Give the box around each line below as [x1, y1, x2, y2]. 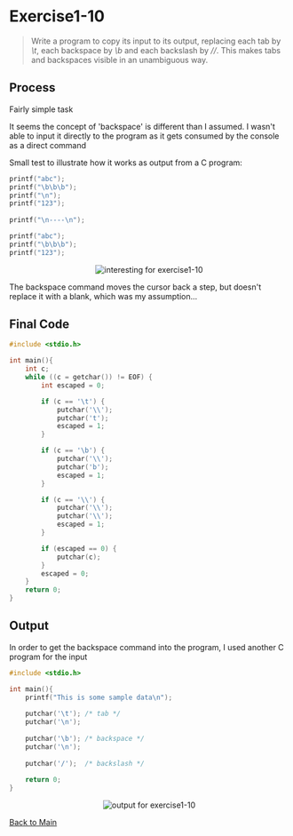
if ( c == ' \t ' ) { [41, 397, 105, 406]
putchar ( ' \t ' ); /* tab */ [25, 709, 122, 719]
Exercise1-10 [9, 6, 105, 27]
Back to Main [9, 817, 58, 828]
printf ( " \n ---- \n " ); [9, 216, 86, 225]
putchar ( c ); [56, 553, 101, 561]
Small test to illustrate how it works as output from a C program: [9, 157, 242, 168]
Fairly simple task [9, 104, 74, 115]
